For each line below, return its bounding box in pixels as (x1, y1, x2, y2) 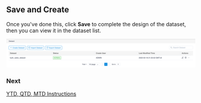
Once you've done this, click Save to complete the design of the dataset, (6, 20, 187, 27)
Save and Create (6, 5, 70, 15)
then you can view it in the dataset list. (6, 27, 101, 34)
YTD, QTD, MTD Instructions (6, 90, 77, 97)
